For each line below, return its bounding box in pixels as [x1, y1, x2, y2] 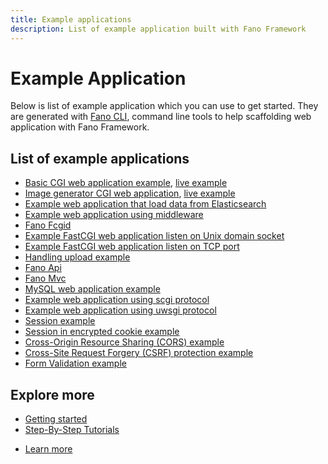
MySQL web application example [24, 283, 161, 295]
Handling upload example [24, 251, 131, 263]
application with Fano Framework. [10, 121, 150, 133]
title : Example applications [10, 14, 132, 25]
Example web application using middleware [24, 209, 204, 221]
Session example [24, 315, 96, 327]
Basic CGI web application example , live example [24, 177, 228, 189]
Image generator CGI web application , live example [24, 187, 236, 200]
